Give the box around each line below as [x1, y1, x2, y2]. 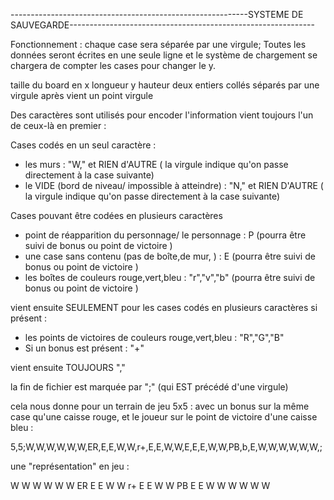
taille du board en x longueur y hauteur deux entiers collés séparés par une [10, 79, 320, 91]
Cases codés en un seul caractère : [10, 139, 157, 151]
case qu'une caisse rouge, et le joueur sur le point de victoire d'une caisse [10, 411, 318, 423]
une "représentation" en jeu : [10, 460, 130, 472]
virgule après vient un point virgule [10, 90, 154, 101]
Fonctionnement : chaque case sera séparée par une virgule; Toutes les [10, 39, 307, 50]
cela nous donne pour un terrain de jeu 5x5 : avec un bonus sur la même [10, 400, 310, 412]
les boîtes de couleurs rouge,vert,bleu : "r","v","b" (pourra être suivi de [24, 272, 316, 283]
